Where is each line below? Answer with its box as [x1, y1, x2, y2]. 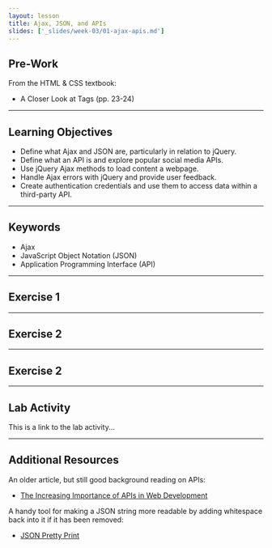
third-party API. [19, 189, 73, 199]
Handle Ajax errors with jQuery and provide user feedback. [19, 172, 217, 182]
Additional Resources [8, 453, 119, 467]
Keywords [8, 220, 61, 235]
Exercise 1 [8, 291, 61, 304]
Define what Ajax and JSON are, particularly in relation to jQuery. [19, 147, 237, 156]
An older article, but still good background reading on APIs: [8, 474, 206, 484]
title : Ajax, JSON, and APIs [8, 19, 107, 28]
